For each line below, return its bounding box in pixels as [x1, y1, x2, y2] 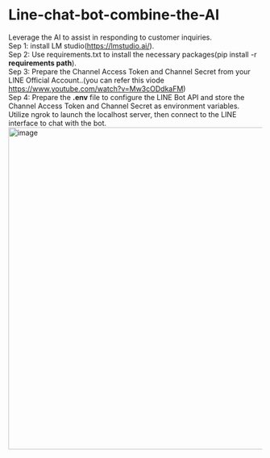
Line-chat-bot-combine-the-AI [8, 6, 220, 24]
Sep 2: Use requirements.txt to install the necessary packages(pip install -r [8, 49, 257, 59]
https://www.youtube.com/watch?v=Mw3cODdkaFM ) [8, 83, 186, 94]
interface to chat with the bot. [8, 118, 107, 128]
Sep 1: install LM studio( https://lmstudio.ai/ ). [8, 40, 155, 50]
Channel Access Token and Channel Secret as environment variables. [8, 101, 240, 111]
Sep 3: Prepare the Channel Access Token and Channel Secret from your [8, 66, 251, 76]
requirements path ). [8, 58, 77, 68]
